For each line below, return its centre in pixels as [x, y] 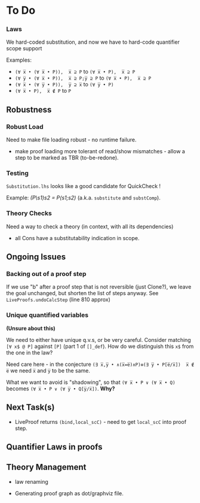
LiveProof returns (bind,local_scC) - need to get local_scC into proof [101, 422]
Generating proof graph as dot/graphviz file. [69, 493]
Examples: [19, 60]
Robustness [29, 109]
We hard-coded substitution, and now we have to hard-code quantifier [93, 42]
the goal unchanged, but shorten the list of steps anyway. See [82, 293]
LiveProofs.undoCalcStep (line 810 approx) [58, 299]
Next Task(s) [30, 407]
